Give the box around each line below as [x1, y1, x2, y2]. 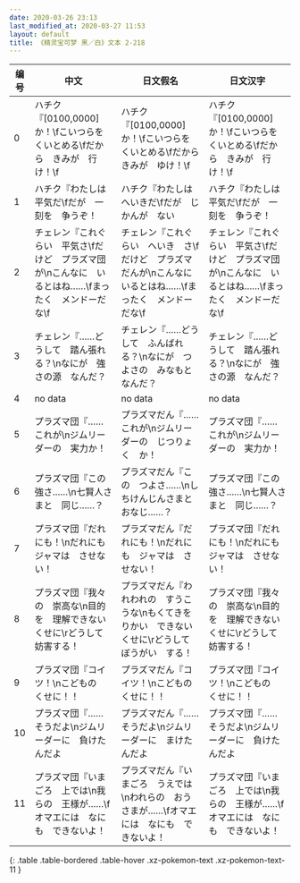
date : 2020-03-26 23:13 [9, 13, 98, 22]
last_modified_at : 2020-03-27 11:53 [9, 21, 146, 30]
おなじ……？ [121, 506, 172, 519]
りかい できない [121, 620, 194, 633]
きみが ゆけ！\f [121, 159, 190, 172]
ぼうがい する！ [121, 647, 194, 659]
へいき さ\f [147, 240, 199, 252]
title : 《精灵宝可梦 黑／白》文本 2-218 [9, 38, 146, 47]
